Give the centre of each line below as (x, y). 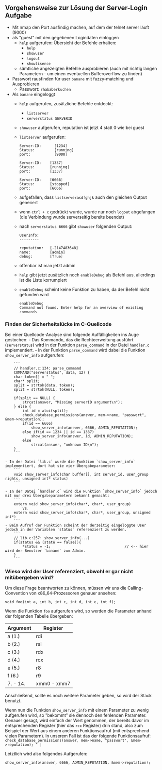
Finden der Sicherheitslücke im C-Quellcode (58, 324)
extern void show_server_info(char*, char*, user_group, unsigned (82, 513)
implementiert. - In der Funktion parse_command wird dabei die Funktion (75, 350)
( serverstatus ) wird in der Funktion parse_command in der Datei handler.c (77, 345)
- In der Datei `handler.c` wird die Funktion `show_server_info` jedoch (81, 492)
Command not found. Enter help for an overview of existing (81, 307)
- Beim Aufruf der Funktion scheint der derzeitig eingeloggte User (76, 526)
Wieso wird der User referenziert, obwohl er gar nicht (69, 572)
